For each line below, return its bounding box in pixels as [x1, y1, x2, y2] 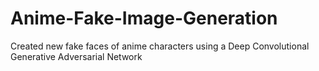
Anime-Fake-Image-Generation [10, 7, 278, 30]
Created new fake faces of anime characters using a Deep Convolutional [10, 40, 310, 52]
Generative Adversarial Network [10, 50, 143, 62]
